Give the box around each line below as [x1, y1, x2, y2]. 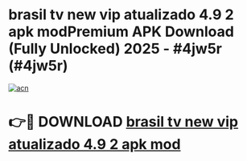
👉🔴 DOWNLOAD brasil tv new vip [8, 113, 239, 131]
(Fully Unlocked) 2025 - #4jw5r [8, 40, 223, 58]
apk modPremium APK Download [8, 22, 235, 41]
